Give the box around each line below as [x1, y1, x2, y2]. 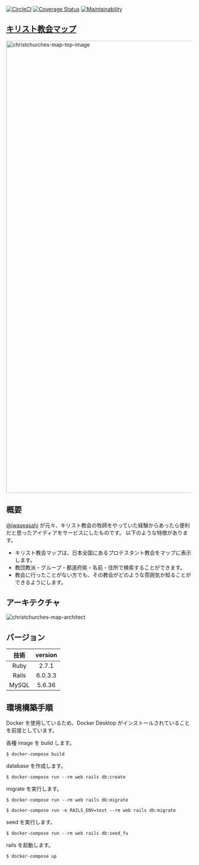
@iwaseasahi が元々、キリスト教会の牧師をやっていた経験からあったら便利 [6, 522, 190, 529]
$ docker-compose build [6, 751, 65, 757]
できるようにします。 [14, 578, 67, 586]
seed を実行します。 [6, 819, 56, 826]
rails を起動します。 [6, 841, 54, 849]
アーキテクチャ [6, 598, 60, 608]
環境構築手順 [6, 702, 53, 713]
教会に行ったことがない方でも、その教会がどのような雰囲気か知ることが [14, 571, 191, 578]
